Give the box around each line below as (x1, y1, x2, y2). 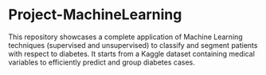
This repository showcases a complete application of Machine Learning (8, 32, 243, 41)
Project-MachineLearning (8, 6, 182, 24)
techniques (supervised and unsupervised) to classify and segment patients (8, 40, 258, 49)
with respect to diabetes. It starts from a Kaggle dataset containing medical (8, 49, 255, 58)
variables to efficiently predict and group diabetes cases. (8, 57, 195, 67)
